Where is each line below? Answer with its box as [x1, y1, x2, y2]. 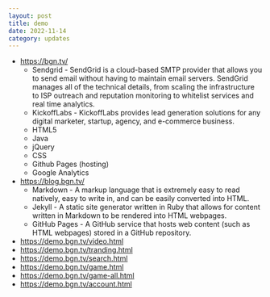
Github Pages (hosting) [31, 159, 110, 169]
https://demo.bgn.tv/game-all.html [19, 271, 135, 281]
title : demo [8, 19, 48, 27]
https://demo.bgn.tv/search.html [19, 253, 128, 263]
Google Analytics [31, 168, 89, 178]
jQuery [31, 142, 55, 152]
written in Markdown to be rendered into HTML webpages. [31, 211, 227, 220]
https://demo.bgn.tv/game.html [19, 262, 124, 272]
